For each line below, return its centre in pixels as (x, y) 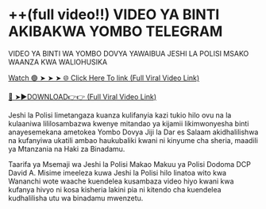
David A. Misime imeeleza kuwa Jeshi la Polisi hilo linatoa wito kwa (118, 172)
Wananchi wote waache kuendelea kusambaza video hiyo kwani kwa (121, 181)
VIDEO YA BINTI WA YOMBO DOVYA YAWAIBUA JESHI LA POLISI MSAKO (129, 53)
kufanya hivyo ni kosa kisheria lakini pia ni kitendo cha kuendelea (115, 189)
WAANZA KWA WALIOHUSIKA (58, 62)
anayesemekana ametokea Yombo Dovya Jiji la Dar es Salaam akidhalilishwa (133, 132)
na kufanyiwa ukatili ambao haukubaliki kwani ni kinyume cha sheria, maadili (133, 140)
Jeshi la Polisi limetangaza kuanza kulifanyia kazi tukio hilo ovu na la (120, 115)
